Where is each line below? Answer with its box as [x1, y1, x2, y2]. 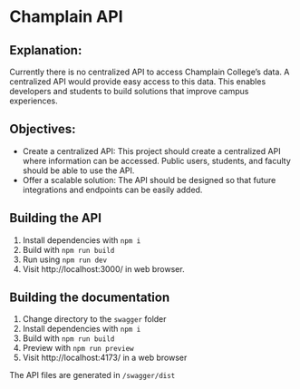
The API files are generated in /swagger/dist [9, 370, 176, 381]
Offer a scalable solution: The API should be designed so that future [22, 174, 276, 185]
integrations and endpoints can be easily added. [22, 184, 203, 195]
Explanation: [9, 43, 82, 58]
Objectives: [9, 122, 76, 137]
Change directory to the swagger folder [22, 314, 167, 325]
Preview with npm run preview [22, 343, 134, 354]
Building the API [9, 210, 102, 226]
